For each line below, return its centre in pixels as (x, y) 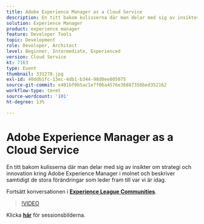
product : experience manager (43, 29)
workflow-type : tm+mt (34, 91)
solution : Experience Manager (45, 23)
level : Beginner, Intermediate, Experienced (63, 51)
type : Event (21, 68)
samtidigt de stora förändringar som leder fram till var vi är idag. (86, 180)
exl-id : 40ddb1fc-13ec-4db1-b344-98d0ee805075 (66, 79)
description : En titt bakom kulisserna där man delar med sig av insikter (103, 18)
